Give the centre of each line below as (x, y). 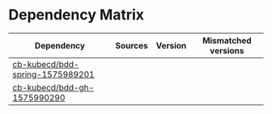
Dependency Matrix (76, 15)
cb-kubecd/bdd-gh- (53, 87)
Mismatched (227, 40)
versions (227, 50)
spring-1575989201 (53, 74)
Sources (132, 45)
